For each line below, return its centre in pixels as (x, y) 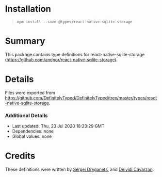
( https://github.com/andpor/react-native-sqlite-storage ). (61, 60)
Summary (25, 41)
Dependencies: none (33, 131)
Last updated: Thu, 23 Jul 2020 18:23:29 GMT (58, 126)
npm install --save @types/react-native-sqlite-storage (74, 22)
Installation (28, 9)
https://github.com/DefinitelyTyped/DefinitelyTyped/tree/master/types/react (81, 97)
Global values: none (32, 136)
